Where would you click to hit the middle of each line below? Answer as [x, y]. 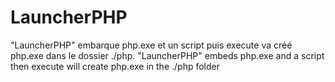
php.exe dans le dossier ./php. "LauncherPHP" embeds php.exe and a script [167, 55]
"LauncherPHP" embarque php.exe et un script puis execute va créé [151, 45]
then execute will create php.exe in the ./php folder [115, 66]
